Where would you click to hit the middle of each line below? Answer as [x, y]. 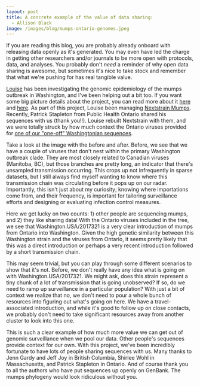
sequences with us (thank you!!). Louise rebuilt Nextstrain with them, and [96, 121]
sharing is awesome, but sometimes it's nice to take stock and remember [96, 71]
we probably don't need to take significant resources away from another [95, 314]
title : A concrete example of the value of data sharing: [80, 17]
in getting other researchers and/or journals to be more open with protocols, [100, 58]
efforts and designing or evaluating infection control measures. [84, 202]
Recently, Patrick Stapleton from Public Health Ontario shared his [86, 114]
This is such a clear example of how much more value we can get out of [95, 332]
